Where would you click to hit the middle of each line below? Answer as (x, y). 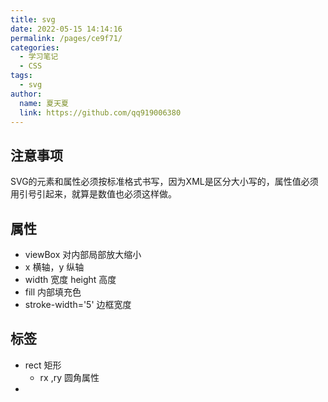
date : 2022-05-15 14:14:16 (66, 29)
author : (26, 94)
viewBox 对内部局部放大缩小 (83, 254)
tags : (21, 76)
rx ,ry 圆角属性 (69, 377)
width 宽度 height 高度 (70, 279)
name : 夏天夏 (44, 103)
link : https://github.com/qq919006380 (100, 112)
